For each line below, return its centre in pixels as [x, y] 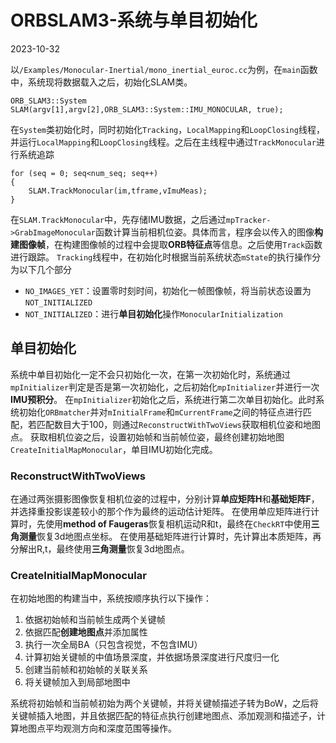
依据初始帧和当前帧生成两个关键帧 [95, 620]
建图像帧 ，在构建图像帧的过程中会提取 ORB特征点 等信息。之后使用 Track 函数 [166, 244]
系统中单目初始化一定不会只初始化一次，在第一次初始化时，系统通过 [150, 374]
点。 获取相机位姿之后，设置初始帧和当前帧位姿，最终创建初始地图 [147, 437]
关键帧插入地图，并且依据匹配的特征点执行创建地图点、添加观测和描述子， [163, 716]
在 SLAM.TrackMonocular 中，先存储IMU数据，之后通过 [118, 219]
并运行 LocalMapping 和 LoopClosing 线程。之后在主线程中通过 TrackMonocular [163, 142]
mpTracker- [248, 220]
